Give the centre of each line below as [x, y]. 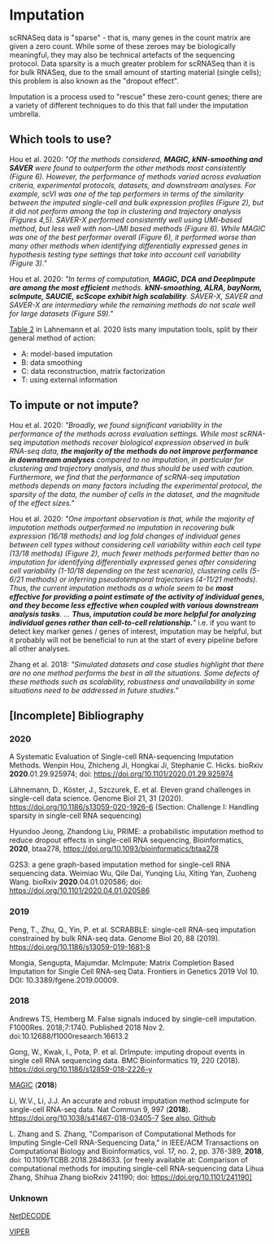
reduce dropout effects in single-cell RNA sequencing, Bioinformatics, [126, 840]
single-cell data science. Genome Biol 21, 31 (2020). [96, 798]
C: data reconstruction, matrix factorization [93, 371]
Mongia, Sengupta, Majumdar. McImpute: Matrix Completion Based [122, 962]
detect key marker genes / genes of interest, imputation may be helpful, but [136, 631]
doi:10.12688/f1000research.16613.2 [69, 1035]
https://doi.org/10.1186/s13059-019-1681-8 [80, 947]
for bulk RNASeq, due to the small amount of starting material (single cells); [135, 72]
